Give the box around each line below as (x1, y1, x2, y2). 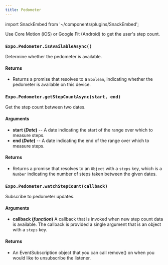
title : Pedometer (5, 7, 42, 13)
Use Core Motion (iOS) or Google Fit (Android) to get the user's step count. (5, 31, 160, 37)
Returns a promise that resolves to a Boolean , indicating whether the (12, 76, 153, 82)
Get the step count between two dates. (5, 104, 86, 110)
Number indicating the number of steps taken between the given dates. (12, 171, 157, 177)
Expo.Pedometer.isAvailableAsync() (5, 43, 92, 49)
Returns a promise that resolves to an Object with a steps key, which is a (12, 165, 162, 171)
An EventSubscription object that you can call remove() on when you (12, 249, 154, 255)
